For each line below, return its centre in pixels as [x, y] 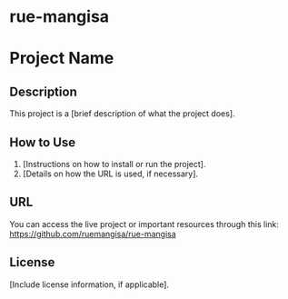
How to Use [43, 142]
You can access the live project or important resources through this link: [144, 224]
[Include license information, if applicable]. [89, 284]
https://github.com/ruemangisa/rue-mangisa [93, 234]
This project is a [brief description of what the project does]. [122, 114]
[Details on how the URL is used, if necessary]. [110, 174]
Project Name [62, 59]
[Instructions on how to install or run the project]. [114, 164]
